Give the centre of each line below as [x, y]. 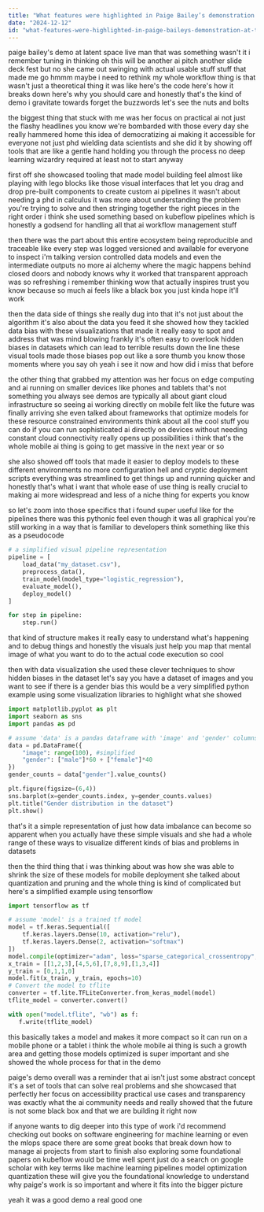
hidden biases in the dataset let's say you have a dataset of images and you [131, 678]
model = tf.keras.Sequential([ [59, 927]
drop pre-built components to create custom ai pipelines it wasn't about [125, 192]
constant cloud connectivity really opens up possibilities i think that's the [126, 438]
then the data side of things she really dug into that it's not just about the [126, 314]
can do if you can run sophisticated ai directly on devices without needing [128, 430]
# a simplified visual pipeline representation [88, 550]
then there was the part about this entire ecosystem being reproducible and [130, 240]
